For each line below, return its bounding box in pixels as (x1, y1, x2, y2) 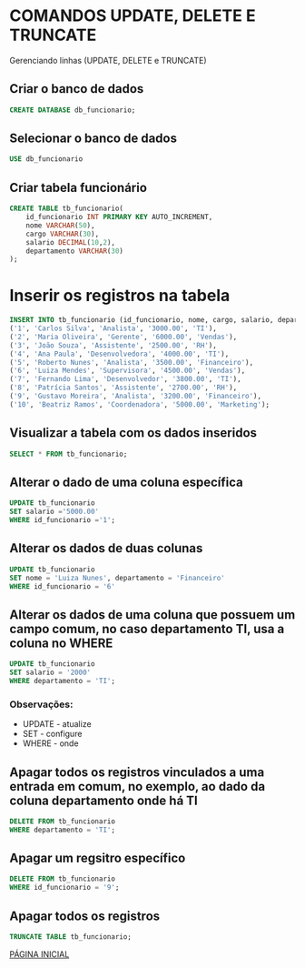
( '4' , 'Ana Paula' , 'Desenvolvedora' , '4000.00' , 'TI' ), (9, 349, 230, 358)
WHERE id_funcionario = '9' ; (9, 883, 120, 892)
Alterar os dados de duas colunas (9, 540, 203, 556)
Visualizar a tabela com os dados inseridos (9, 425, 257, 441)
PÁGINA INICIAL (9, 948, 70, 960)
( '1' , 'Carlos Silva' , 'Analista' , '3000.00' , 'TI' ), (9, 324, 218, 333)
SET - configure (22, 729, 83, 740)
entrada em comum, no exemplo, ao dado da (9, 779, 266, 794)
